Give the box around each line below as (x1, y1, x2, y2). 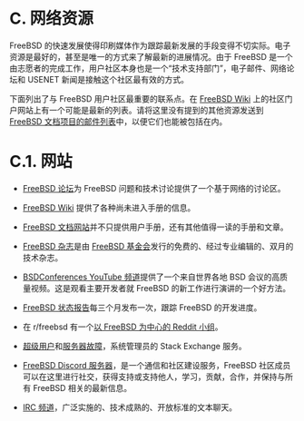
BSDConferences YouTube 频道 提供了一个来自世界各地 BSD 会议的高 (22, 271, 280, 282)
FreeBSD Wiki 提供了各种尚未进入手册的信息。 (22, 201, 196, 213)
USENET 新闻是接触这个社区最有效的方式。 (26, 73, 189, 84)
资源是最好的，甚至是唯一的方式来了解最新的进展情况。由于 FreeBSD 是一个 (9, 51, 293, 62)
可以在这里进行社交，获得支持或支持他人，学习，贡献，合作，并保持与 (22, 371, 286, 382)
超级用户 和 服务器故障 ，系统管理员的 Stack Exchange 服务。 (22, 340, 247, 351)
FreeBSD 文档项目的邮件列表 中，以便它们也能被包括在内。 (9, 115, 228, 127)
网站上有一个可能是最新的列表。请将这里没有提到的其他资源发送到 (16, 104, 264, 115)
